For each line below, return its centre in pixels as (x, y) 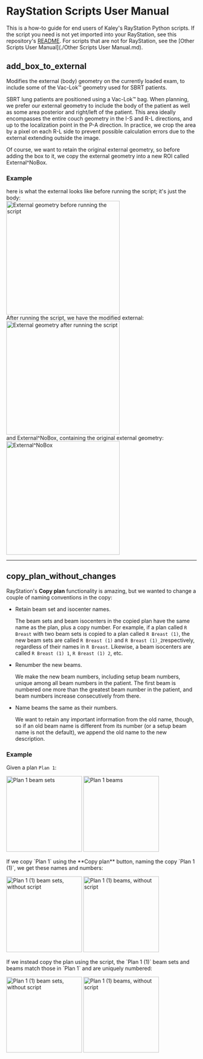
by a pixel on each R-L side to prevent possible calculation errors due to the (101, 131)
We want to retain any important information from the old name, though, (105, 719)
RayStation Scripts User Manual (88, 11)
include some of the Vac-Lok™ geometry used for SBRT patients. (87, 87)
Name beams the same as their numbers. (66, 707)
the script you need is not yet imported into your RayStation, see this (92, 34)
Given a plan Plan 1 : (31, 767)
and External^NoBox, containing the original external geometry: (85, 438)
